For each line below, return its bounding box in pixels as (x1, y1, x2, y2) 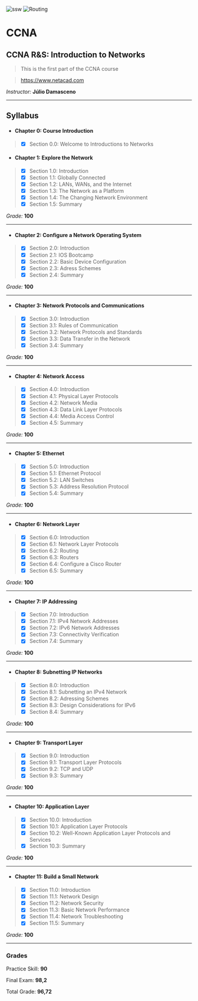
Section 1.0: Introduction (29, 167, 88, 174)
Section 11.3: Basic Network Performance (29, 906, 130, 914)
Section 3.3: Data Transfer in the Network (29, 335, 131, 342)
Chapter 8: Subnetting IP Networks (14, 668, 103, 675)
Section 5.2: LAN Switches (29, 477, 94, 484)
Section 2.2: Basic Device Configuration (29, 258, 127, 265)
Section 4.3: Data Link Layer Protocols (29, 406, 123, 413)
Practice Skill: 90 (6, 965, 48, 972)
